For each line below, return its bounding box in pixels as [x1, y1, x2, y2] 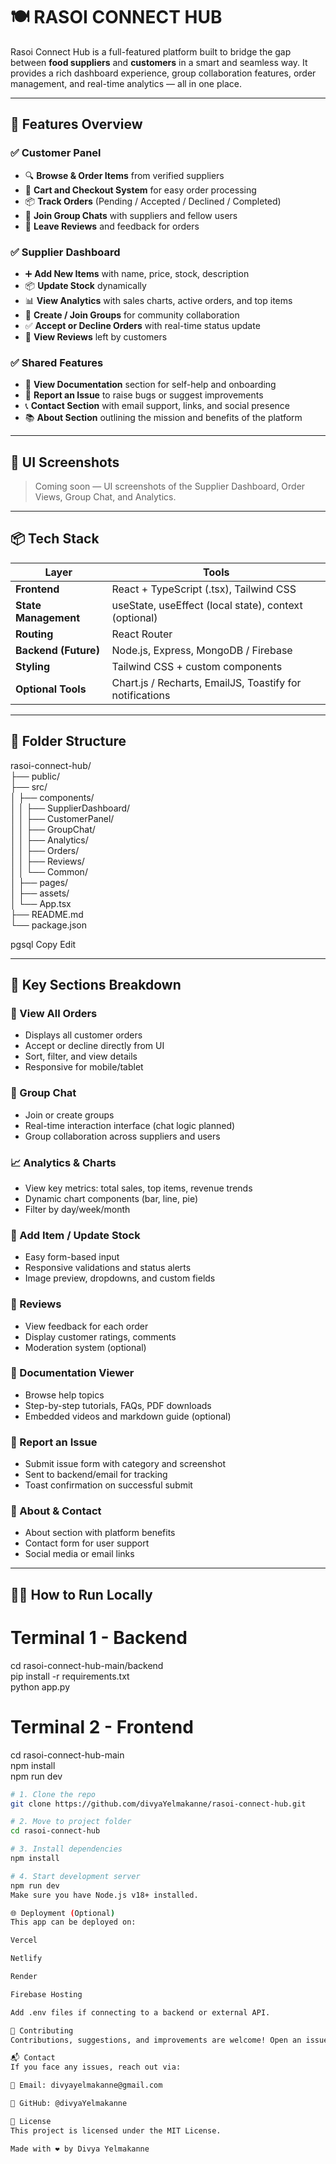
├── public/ [10, 770, 60, 782]
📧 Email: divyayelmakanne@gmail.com [10, 2080, 163, 2091]
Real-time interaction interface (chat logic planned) [24, 1119, 236, 1131]
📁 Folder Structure [10, 733, 127, 750]
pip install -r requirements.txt [10, 1670, 130, 1682]
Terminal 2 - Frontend [10, 1715, 194, 1738]
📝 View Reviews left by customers [24, 330, 168, 343]
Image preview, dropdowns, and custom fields [24, 1272, 216, 1284]
